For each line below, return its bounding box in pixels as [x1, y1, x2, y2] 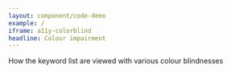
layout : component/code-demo [8, 11, 106, 20]
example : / [8, 19, 45, 27]
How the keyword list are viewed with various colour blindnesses [8, 56, 224, 66]
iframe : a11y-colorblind [8, 26, 92, 34]
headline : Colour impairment [8, 34, 106, 43]
